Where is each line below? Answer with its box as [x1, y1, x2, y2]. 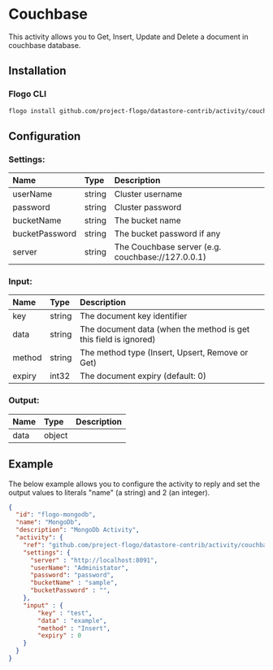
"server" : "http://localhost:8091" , [29, 556, 158, 564]
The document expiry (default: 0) [80, 371, 207, 382]
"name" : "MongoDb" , [15, 518, 82, 527]
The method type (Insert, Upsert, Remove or [80, 347, 249, 359]
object [43, 429, 68, 441]
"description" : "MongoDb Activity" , [15, 526, 140, 534]
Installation [8, 64, 67, 78]
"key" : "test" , [37, 609, 93, 617]
